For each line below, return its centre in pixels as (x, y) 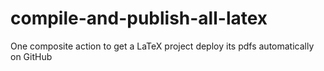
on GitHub (31, 56)
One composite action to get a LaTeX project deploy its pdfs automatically (162, 46)
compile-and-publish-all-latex (139, 18)
